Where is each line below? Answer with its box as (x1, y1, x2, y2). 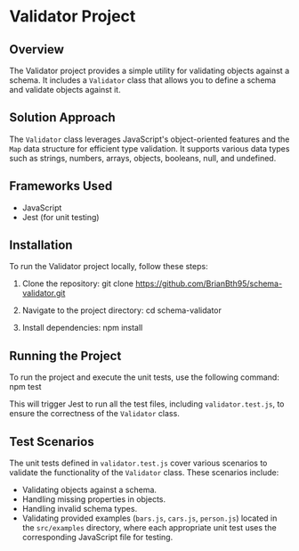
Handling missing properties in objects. (21, 494, 166, 505)
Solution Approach (9, 110, 116, 126)
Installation (9, 238, 73, 253)
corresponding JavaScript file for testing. (21, 532, 174, 543)
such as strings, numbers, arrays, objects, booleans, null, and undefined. (9, 152, 277, 163)
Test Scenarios (9, 434, 95, 449)
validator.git (21, 288, 66, 299)
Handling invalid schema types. (21, 504, 138, 514)
